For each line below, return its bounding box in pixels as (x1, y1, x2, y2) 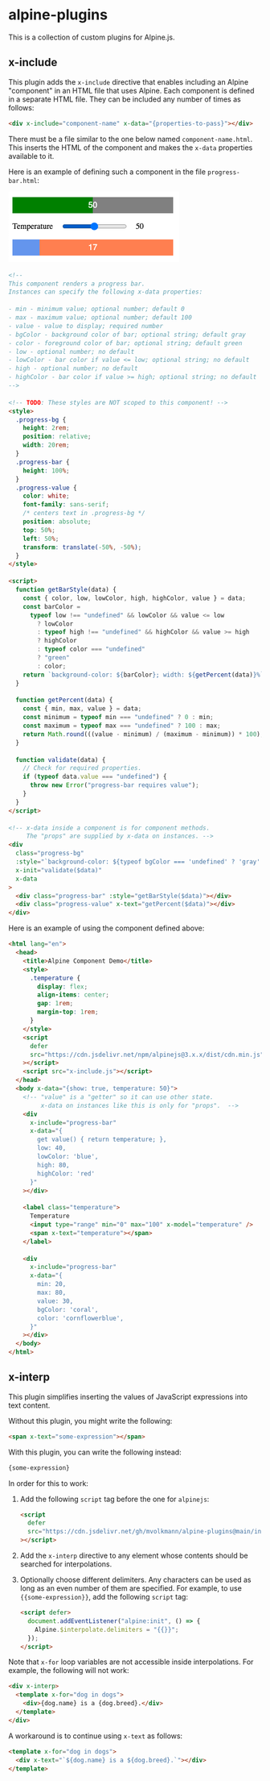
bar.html (8, 177, 38, 185)
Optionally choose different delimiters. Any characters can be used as (19, 1575, 252, 1585)
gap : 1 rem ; (37, 1000, 74, 1008)
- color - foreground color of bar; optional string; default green (8, 339, 243, 347)
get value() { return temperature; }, (37, 1135, 167, 1144)
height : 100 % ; (22, 466, 70, 475)
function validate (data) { (15, 755, 106, 764)
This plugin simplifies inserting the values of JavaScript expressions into (8, 1392, 247, 1401)
